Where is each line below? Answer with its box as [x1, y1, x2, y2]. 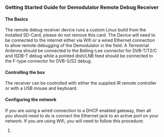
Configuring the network [5, 96, 57, 102]
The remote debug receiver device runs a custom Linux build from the [5, 27, 146, 33]
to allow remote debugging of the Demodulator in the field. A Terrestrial [5, 43, 149, 48]
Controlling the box [5, 69, 45, 75]
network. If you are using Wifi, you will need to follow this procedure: [5, 118, 144, 124]
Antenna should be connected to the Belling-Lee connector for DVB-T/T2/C [5, 48, 158, 54]
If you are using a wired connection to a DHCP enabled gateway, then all [5, 107, 151, 114]
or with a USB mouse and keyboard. [5, 85, 78, 91]
